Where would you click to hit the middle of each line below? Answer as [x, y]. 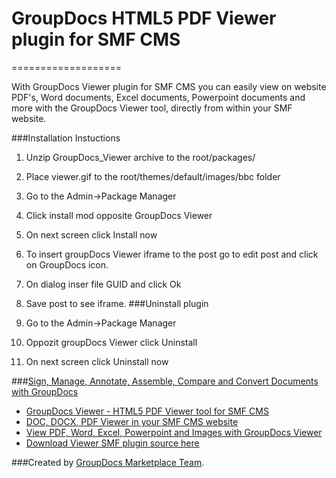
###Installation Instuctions [66, 138]
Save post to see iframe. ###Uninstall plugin [117, 303]
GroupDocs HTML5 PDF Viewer [144, 18]
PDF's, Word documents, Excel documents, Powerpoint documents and [158, 97]
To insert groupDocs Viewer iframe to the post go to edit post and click [172, 254]
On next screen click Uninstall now [97, 361]
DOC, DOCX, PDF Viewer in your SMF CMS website [132, 421]
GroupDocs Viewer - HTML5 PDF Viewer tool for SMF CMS [147, 411]
